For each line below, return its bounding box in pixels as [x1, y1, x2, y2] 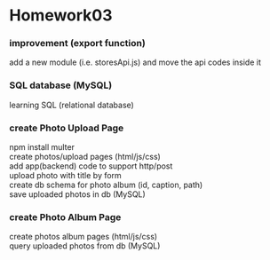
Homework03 [9, 5, 113, 26]
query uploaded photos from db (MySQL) [9, 240, 161, 251]
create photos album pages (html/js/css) [9, 232, 158, 242]
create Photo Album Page [9, 211, 122, 223]
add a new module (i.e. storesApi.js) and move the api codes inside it [9, 57, 262, 67]
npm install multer [9, 142, 75, 153]
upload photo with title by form [9, 170, 122, 181]
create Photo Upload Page [9, 122, 124, 134]
